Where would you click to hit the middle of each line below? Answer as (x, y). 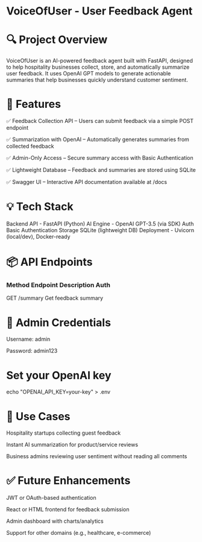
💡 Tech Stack (40, 207)
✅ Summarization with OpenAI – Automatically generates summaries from (98, 139)
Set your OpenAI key (59, 375)
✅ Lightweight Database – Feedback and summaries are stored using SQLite (101, 170)
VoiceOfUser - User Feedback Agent (99, 11)
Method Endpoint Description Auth (58, 285)
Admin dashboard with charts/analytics (55, 521)
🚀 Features (34, 104)
